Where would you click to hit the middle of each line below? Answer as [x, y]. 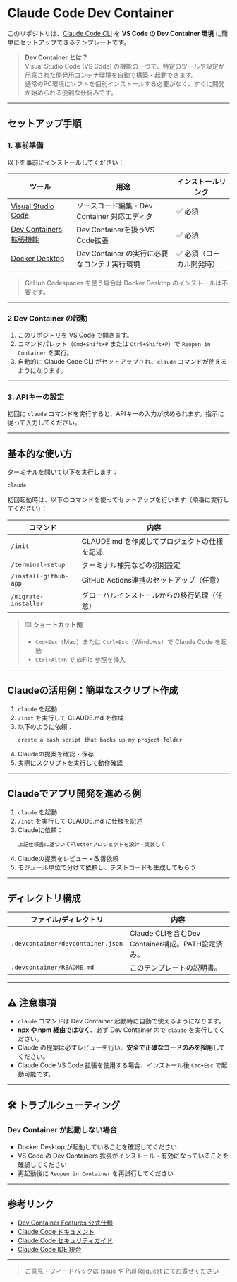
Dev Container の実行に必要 [122, 254]
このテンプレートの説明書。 [176, 968]
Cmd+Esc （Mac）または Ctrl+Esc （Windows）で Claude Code [124, 641]
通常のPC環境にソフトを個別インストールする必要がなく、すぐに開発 [124, 83]
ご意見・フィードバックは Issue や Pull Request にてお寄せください [122, 1271]
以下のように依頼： [45, 726]
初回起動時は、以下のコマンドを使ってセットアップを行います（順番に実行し [119, 499]
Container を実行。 [45, 352]
